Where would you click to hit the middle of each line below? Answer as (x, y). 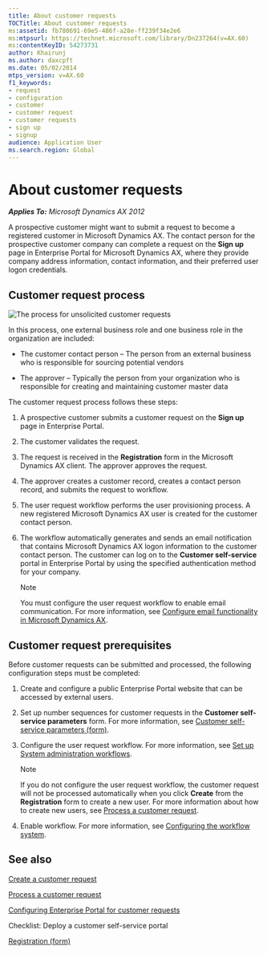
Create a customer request (53, 879)
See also (30, 860)
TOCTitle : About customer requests (68, 23)
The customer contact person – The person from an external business (136, 354)
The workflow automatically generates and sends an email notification (136, 538)
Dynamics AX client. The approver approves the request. (113, 466)
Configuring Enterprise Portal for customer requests (94, 910)
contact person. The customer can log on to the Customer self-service (138, 555)
